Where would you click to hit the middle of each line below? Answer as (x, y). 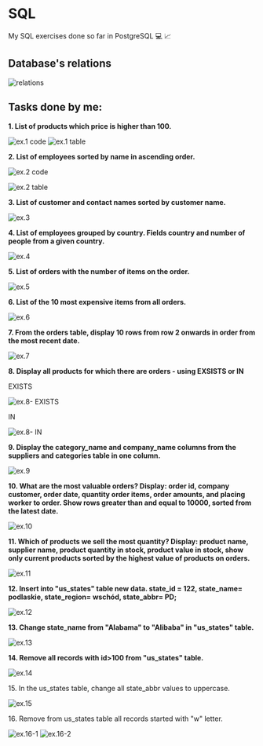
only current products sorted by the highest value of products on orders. (129, 558)
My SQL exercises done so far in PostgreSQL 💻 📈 (90, 35)
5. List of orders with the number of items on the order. (99, 271)
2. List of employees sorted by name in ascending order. (102, 156)
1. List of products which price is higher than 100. (90, 126)
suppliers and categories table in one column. (84, 455)
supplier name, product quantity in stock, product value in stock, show (126, 550)
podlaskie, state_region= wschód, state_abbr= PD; (93, 597)
